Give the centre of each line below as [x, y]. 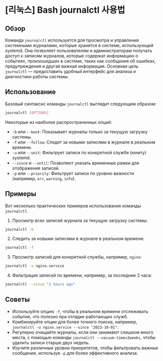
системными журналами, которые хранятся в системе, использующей [79, 45]
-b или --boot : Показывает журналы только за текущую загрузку [80, 132]
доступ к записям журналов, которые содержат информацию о [71, 56]
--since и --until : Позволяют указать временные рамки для [75, 163]
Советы [18, 300]
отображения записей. [36, 168]
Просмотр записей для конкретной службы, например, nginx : [77, 257]
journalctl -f [20, 248]
